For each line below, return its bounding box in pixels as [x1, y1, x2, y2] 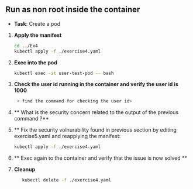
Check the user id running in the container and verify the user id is [13, 81, 179, 88]
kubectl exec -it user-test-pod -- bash [13, 70, 114, 76]
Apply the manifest [13, 32, 62, 39]
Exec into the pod [13, 59, 58, 66]
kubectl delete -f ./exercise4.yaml [22, 177, 112, 183]
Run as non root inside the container [5, 5, 140, 15]
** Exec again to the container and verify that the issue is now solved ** [13, 154, 188, 161]
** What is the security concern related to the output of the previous [13, 109, 179, 116]
